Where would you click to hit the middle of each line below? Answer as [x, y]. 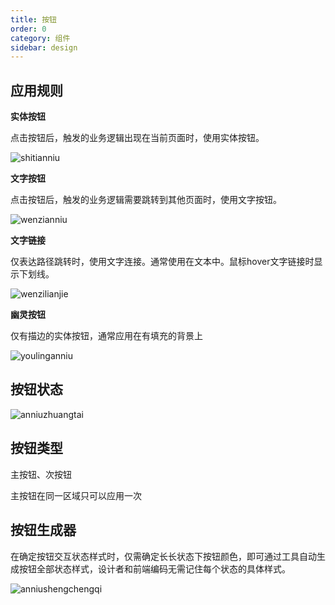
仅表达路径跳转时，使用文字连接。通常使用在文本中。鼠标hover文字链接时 [162, 262]
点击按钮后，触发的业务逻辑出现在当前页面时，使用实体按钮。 [137, 138]
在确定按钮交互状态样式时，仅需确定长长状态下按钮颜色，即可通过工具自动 [163, 556]
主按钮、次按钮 [41, 474]
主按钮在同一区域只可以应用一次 [76, 495]
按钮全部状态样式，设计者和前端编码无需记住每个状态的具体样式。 [154, 568]
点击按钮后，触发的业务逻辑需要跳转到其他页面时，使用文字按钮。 [146, 200]
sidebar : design [44, 47]
